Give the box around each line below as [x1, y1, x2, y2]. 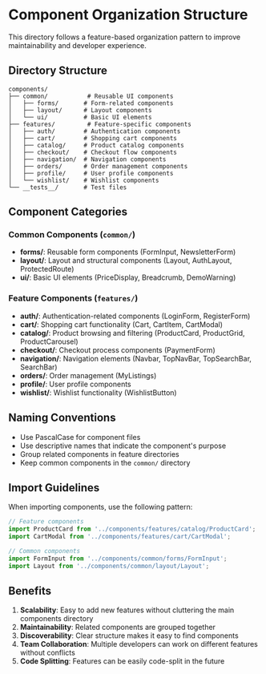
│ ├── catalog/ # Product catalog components [8, 141, 184, 149]
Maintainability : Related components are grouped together [19, 623, 216, 632]
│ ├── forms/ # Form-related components [8, 99, 174, 107]
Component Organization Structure [8, 6, 248, 24]
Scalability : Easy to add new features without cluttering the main [19, 605, 235, 615]
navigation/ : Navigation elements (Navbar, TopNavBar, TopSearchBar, [19, 353, 252, 363]
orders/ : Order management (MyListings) [19, 370, 157, 380]
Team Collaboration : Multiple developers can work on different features [19, 640, 258, 649]
